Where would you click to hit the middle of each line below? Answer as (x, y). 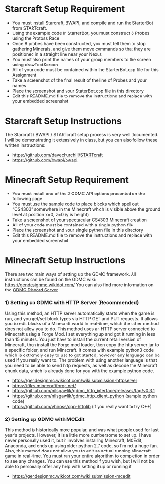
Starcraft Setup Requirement (65, 9)
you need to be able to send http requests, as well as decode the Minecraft (81, 366)
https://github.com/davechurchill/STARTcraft (58, 155)
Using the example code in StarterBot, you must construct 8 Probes (81, 33)
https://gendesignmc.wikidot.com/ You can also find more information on (79, 285)
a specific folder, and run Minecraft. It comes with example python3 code (80, 350)
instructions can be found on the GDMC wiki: (51, 279)
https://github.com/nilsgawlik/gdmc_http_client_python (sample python (84, 396)
